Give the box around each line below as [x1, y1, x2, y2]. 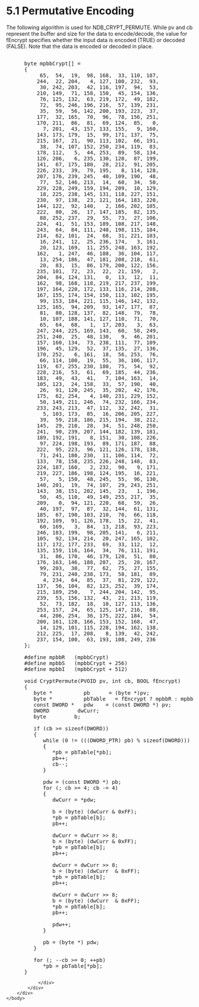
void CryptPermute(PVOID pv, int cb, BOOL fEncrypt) [24, 677, 181, 684]
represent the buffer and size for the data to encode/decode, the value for [6, 30, 188, 37]
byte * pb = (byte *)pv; [33, 689, 150, 696]
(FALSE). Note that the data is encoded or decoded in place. [6, 43, 153, 50]
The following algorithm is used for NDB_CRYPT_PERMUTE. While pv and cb [6, 24, 193, 31]
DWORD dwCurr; [33, 707, 100, 714]
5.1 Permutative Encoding [6, 4, 135, 18]
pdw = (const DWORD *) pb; [43, 778, 122, 785]
